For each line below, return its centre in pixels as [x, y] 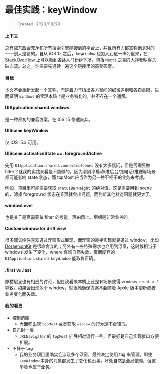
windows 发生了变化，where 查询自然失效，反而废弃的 [60, 252]
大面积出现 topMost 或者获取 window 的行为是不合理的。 [75, 324]
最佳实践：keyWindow [51, 10]
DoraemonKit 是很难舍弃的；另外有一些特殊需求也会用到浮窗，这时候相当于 [81, 246]
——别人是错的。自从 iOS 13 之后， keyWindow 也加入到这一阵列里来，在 [76, 54]
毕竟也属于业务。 [37, 367]
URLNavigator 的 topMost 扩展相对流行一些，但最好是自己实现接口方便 [89, 336]
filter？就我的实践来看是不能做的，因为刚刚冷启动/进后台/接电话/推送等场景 [81, 171]
